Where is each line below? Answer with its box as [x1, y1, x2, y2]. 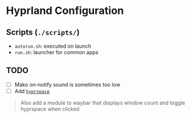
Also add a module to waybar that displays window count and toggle [20, 99, 186, 106]
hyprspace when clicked [20, 105, 80, 112]
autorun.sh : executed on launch [14, 42, 92, 49]
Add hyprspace [14, 87, 50, 94]
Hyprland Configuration [6, 4, 124, 17]
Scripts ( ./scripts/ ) [6, 27, 80, 37]
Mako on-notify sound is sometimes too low [14, 81, 121, 88]
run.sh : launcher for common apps [14, 49, 99, 56]
